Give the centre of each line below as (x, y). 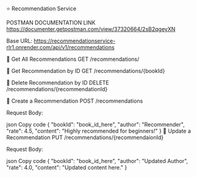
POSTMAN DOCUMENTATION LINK (51, 23)
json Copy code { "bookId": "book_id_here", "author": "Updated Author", (97, 161)
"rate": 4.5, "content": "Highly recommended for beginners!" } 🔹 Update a (99, 131)
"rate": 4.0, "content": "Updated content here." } (67, 167)
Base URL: (19, 41)
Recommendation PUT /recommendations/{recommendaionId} (85, 137)
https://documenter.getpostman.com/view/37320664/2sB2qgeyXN (91, 29)
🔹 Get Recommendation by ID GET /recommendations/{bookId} (86, 71)
